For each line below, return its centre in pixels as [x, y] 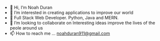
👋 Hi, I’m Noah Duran [31, 7]
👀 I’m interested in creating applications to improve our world [72, 13]
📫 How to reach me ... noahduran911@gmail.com [60, 33]
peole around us [26, 28]
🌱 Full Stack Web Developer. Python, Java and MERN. [64, 18]
